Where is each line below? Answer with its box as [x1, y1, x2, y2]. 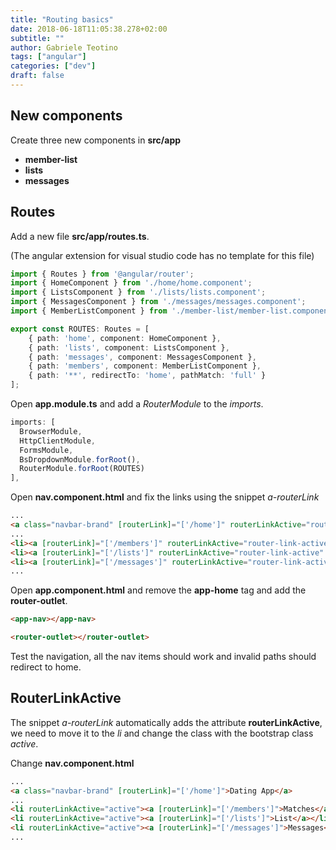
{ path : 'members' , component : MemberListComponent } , [28, 361, 262, 371]
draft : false [10, 71, 65, 81]
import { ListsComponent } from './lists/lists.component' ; [10, 287, 267, 298]
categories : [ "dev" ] [10, 61, 97, 71]
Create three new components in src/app [10, 134, 182, 146]
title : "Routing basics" [10, 14, 114, 25]
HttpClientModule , [19, 436, 97, 446]
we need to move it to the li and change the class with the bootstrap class [10, 727, 314, 739]
